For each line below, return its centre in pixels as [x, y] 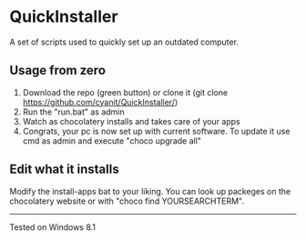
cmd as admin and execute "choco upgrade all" [112, 140]
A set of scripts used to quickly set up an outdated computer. [124, 42]
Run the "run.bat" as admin [73, 112]
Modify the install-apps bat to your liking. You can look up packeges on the [150, 191]
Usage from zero [58, 70]
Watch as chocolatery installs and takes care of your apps [132, 121]
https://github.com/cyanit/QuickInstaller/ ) [100, 102]
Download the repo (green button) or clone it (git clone [125, 92]
